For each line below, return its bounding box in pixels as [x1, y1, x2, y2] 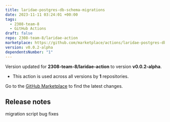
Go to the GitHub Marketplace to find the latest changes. [5, 83, 123, 89]
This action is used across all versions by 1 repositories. [12, 73, 129, 79]
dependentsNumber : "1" [5, 49, 53, 54]
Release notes [5, 97, 51, 106]
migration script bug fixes [5, 111, 59, 117]
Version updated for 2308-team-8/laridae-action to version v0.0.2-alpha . [5, 64, 162, 70]
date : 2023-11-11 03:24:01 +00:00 [5, 12, 78, 17]
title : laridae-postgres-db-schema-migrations [5, 7, 105, 13]
